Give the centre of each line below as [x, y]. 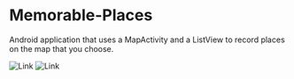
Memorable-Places [81, 15]
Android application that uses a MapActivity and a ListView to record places [147, 39]
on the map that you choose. [62, 48]
